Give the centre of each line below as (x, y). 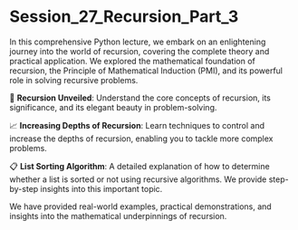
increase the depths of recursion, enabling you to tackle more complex (141, 139)
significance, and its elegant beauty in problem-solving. (113, 107)
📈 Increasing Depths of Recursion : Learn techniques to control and (137, 125)
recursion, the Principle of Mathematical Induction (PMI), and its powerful (146, 71)
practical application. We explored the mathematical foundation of (132, 61)
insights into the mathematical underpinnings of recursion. (118, 216)
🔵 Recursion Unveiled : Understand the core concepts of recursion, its (140, 98)
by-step (24, 188)
